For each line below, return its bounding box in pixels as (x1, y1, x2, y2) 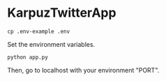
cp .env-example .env (7, 28, 70, 35)
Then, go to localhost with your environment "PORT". (7, 66, 160, 74)
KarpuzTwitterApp (7, 5, 116, 21)
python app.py (7, 54, 49, 61)
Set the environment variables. (7, 40, 96, 48)
